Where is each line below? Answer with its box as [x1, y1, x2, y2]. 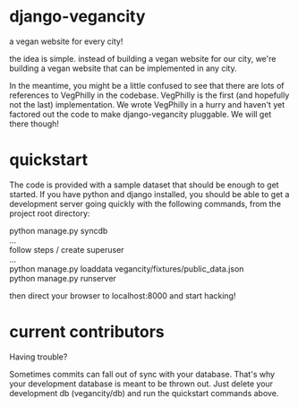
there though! [9, 118, 60, 129]
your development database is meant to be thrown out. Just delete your [9, 378, 274, 389]
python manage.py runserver [9, 273, 116, 283]
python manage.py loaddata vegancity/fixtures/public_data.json [9, 263, 244, 274]
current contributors [9, 322, 165, 342]
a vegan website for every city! [9, 36, 123, 47]
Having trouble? [9, 351, 68, 362]
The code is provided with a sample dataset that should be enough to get [9, 179, 279, 190]
